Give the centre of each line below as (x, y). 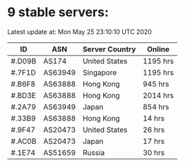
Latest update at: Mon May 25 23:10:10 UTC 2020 (79, 32)
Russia (94, 152)
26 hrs (153, 130)
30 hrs (153, 152)
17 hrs (153, 141)
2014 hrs (158, 95)
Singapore (100, 73)
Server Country (109, 49)
